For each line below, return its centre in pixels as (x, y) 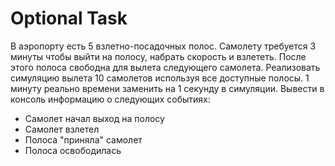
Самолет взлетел (62, 129)
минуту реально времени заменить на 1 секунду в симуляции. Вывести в (167, 88)
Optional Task (69, 18)
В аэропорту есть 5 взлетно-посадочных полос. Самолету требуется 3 (163, 46)
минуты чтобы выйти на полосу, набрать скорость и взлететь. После (158, 56)
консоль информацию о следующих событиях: (110, 99)
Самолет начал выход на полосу (94, 118)
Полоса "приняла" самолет (83, 139)
